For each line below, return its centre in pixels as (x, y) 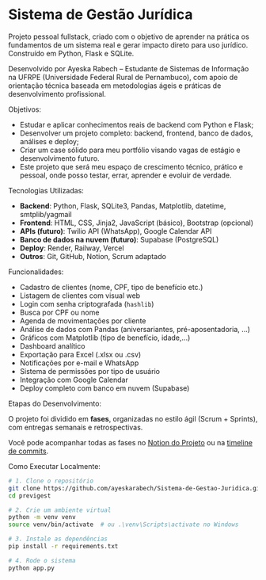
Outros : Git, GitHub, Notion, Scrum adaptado (93, 256)
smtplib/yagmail (46, 214)
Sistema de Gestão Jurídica (101, 15)
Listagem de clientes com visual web (80, 296)
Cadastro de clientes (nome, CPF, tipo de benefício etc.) (111, 287)
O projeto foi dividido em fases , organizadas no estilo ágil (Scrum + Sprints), (133, 418)
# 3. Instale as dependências (58, 539)
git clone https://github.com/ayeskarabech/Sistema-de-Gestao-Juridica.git (136, 488)
